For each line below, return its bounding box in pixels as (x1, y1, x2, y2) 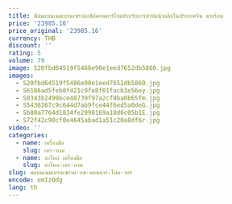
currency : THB (8, 34, 56, 43)
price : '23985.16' (8, 19, 70, 27)
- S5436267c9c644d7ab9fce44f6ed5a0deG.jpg (15, 101, 160, 109)
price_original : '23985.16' (8, 27, 103, 35)
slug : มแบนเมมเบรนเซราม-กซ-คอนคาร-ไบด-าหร (8, 169, 133, 177)
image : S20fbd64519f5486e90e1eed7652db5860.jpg (8, 64, 172, 72)
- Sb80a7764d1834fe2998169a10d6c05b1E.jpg (15, 109, 160, 117)
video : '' (8, 124, 42, 132)
